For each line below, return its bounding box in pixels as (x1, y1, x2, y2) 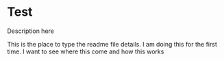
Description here (7, 27, 55, 35)
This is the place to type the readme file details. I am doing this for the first (7, 40, 217, 48)
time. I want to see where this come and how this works (7, 47, 164, 56)
